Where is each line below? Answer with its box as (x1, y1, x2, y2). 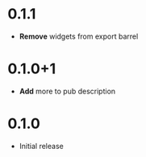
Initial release (19, 141, 64, 151)
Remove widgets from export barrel (19, 31, 139, 41)
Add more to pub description (19, 86, 116, 96)
